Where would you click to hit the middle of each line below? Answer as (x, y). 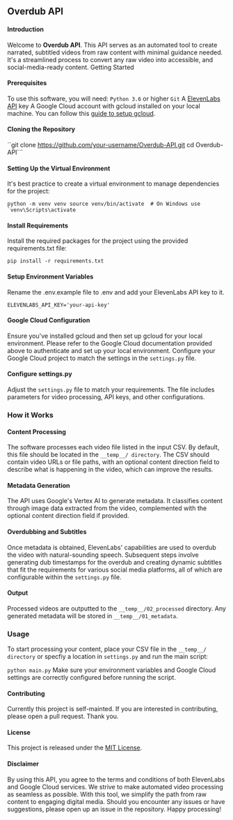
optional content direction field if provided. (69, 516)
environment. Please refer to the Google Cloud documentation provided (110, 343)
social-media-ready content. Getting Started (71, 67)
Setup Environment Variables (50, 276)
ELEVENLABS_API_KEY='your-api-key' (59, 305)
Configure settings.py (40, 374)
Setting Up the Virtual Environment (59, 168)
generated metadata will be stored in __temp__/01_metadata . (93, 616)
